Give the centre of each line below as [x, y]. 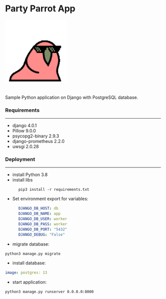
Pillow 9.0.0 [24, 131]
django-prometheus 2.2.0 [38, 141]
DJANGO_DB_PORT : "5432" [43, 229]
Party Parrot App [40, 9]
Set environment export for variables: [50, 199]
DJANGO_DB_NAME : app [39, 214]
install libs [22, 180]
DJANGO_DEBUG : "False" [41, 235]
